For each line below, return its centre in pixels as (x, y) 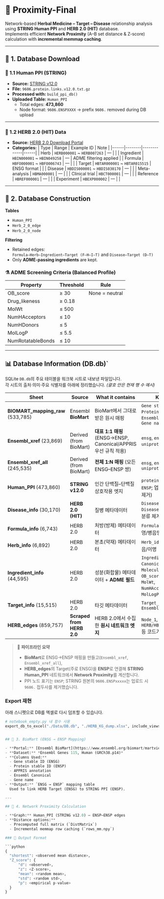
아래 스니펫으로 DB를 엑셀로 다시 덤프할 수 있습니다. (54, 712)
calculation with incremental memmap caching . (54, 39)
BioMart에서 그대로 (115, 411)
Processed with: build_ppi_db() (45, 94)
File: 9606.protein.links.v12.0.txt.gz (51, 89)
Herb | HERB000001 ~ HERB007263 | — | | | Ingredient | (92, 153)
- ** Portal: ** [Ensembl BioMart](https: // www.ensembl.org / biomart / (75, 748)
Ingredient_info (26, 572)
